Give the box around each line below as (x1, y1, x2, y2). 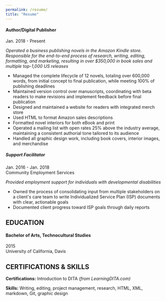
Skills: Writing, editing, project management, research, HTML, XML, (5, 285, 143, 291)
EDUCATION (5, 218, 44, 227)
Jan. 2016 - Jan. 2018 (5, 164, 50, 170)
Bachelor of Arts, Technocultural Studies (5, 232, 91, 238)
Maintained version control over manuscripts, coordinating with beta (12, 88, 152, 94)
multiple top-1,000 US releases (5, 63, 68, 69)
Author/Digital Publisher (5, 27, 57, 33)
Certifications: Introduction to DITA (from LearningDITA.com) (5, 276, 131, 282)
